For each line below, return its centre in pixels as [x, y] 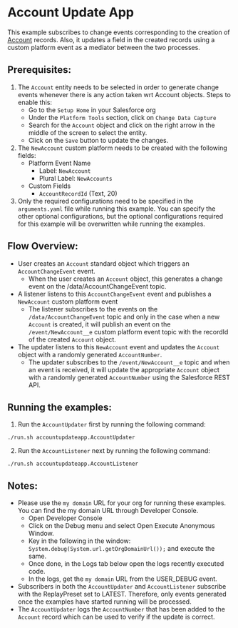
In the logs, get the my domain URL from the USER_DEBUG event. [123, 579]
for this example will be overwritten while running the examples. [111, 224]
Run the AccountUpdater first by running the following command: [112, 424]
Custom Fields [50, 186]
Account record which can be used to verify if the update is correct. [116, 617]
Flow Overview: [43, 246]
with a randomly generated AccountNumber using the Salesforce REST [129, 377]
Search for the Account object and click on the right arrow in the [121, 125]
